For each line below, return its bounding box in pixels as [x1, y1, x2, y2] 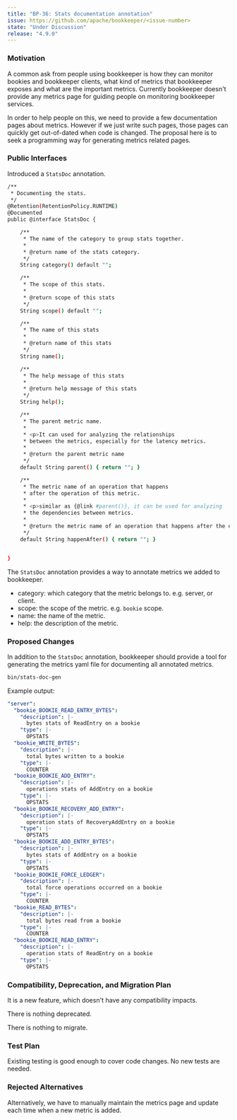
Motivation [7, 54, 46, 64]
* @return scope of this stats [23, 294, 115, 301]
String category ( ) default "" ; [20, 262, 112, 269]
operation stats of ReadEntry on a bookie [25, 950, 153, 957]
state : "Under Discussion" [7, 23, 87, 30]
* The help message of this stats [23, 372, 125, 379]
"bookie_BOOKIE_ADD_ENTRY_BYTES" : [13, 839, 115, 846]
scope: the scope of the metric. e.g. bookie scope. [17, 604, 164, 612]
